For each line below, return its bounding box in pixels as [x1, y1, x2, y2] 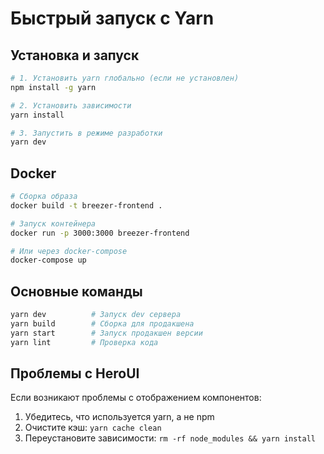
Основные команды [10, 283, 143, 300]
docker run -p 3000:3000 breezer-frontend [10, 228, 190, 238]
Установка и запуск [10, 47, 140, 64]
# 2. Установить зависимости [10, 100, 132, 111]
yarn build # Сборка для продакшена [10, 319, 195, 329]
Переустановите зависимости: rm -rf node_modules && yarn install [24, 432, 316, 444]
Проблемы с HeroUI [10, 365, 140, 382]
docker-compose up [10, 255, 87, 266]
